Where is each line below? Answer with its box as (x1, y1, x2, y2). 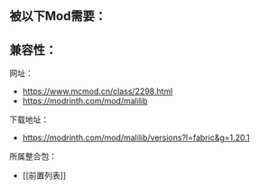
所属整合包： (9, 151, 57, 162)
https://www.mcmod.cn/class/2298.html (22, 86, 173, 97)
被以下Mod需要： (9, 8, 106, 24)
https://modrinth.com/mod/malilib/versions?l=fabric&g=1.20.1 (22, 132, 250, 143)
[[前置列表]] (22, 170, 67, 181)
